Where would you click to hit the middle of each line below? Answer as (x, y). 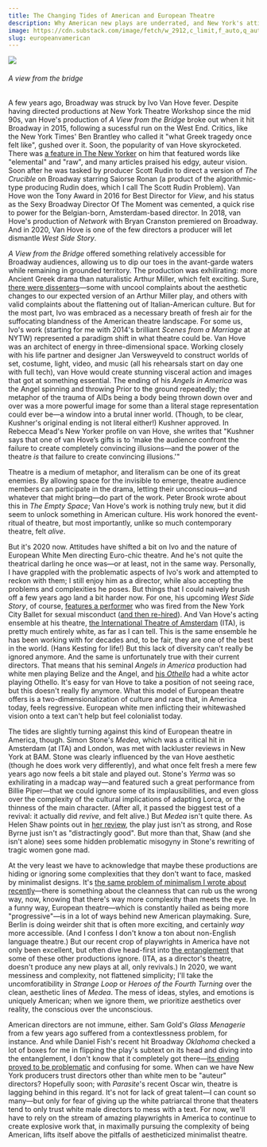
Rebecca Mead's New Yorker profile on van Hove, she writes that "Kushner (131, 432)
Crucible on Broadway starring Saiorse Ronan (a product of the (111, 179)
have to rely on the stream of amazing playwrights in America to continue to (132, 1118)
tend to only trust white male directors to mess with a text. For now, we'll (127, 1110)
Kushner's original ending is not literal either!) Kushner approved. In (118, 423)
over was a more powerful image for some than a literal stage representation (133, 406)
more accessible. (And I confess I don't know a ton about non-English (122, 934)
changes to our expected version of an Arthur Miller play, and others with (128, 296)
